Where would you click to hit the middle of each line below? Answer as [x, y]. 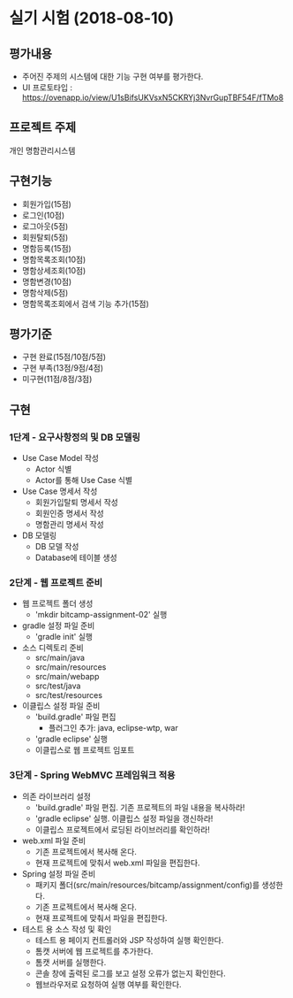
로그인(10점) [43, 215]
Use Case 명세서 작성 [60, 491]
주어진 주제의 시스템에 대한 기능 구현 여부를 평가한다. [113, 77]
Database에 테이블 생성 [76, 557]
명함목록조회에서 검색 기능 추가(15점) [86, 303]
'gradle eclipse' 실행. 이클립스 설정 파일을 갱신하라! [124, 818]
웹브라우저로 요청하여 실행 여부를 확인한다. [109, 984]
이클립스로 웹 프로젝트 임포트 [85, 750]
